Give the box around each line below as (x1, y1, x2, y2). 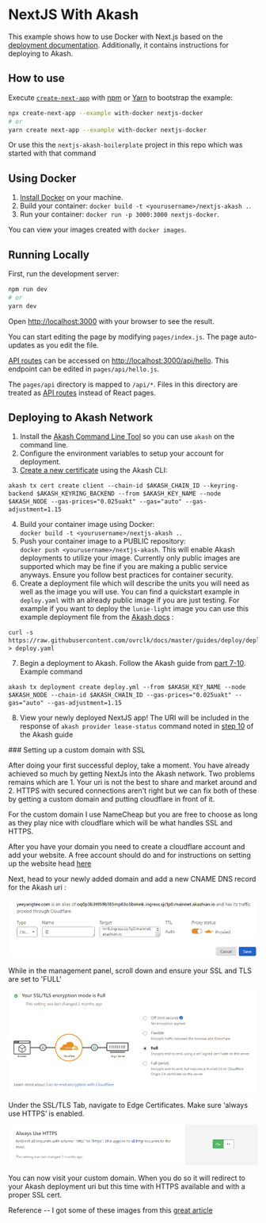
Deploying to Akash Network (8, 411, 154, 425)
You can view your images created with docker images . (8, 225, 187, 235)
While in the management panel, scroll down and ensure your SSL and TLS (8, 966, 252, 975)
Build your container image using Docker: (19, 520, 155, 529)
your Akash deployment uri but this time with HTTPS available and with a (8, 1182, 245, 1191)
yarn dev (8, 302, 37, 310)
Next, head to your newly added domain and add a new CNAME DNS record (8, 875, 256, 884)
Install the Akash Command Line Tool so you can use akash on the (19, 432, 235, 441)
